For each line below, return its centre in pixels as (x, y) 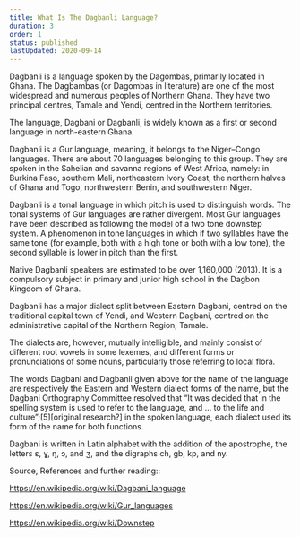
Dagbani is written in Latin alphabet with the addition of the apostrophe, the (149, 444)
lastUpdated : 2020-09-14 (56, 51)
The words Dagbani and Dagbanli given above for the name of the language (149, 379)
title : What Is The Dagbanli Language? (84, 17)
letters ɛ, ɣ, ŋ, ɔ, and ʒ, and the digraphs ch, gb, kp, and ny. (119, 454)
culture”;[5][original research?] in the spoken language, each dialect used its (150, 417)
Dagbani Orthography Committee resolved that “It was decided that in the (145, 398)
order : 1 (26, 34)
